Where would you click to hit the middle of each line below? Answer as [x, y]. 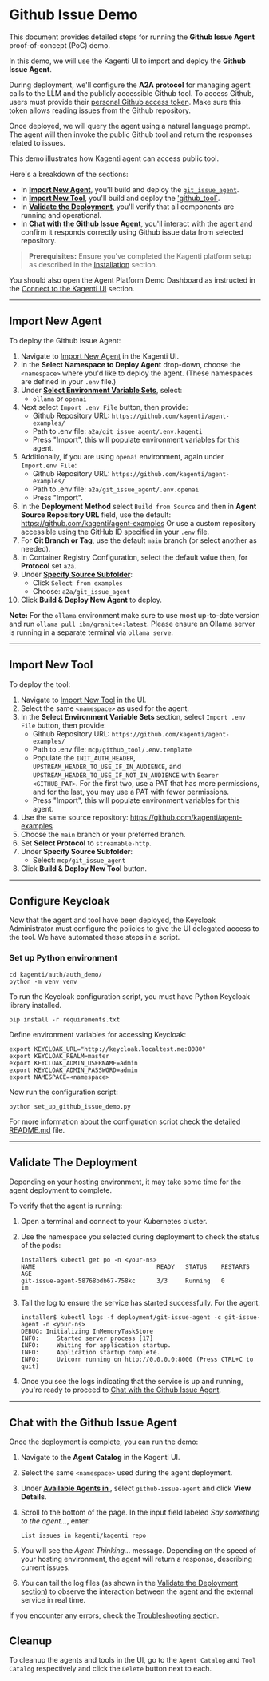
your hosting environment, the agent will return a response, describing [136, 1559]
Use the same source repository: [74, 817]
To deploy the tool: [40, 684]
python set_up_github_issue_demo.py [70, 1106]
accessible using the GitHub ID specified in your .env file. [115, 532]
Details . [34, 1497]
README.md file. [37, 1129]
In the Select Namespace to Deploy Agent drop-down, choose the [131, 364]
